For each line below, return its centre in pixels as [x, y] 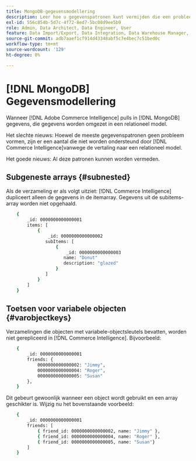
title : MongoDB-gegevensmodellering [50, 11]
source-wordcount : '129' [36, 50]
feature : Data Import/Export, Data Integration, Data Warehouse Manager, [98, 33]
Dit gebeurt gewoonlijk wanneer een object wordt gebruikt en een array [92, 398]
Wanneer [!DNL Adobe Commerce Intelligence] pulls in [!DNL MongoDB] [93, 117]
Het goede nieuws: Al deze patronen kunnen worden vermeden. [83, 159]
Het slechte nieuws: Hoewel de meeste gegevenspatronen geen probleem [95, 135]
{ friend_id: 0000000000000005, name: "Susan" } [96, 442]
